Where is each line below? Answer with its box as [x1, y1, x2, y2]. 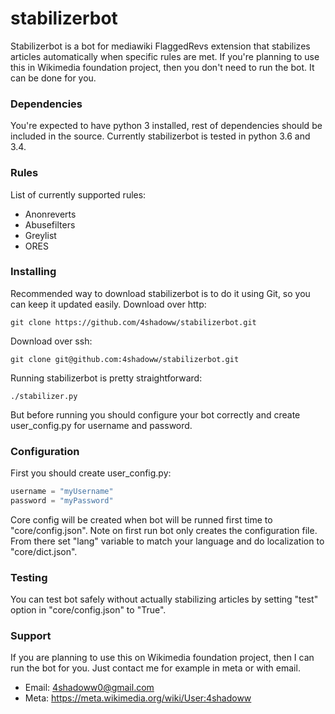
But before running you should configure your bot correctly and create [10, 408, 301, 421]
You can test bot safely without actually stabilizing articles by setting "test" [10, 593, 319, 606]
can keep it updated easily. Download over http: [10, 298, 207, 310]
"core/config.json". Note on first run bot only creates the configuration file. [10, 524, 318, 536]
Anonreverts [24, 208, 77, 220]
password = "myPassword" [10, 496, 114, 506]
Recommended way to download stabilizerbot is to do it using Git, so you [10, 287, 311, 299]
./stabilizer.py [10, 391, 78, 401]
